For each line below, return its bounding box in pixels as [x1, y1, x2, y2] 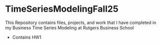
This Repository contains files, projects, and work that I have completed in [5, 20, 157, 25]
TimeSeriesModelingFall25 [5, 3, 119, 15]
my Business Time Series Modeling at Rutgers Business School [5, 24, 134, 30]
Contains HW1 [12, 34, 42, 40]
